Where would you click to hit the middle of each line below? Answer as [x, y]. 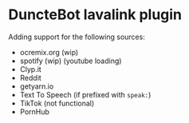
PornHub [35, 111]
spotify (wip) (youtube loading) [71, 61]
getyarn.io [37, 86]
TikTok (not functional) [57, 103]
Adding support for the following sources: [77, 37]
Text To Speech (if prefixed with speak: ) [85, 94]
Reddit [30, 77]
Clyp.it [30, 69]
